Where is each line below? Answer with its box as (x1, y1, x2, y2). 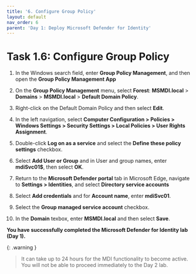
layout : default (6, 14, 46, 20)
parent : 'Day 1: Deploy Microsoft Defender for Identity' (6, 25, 151, 31)
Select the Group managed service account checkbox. (15, 204, 150, 211)
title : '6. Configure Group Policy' (6, 8, 96, 15)
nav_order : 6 (6, 19, 39, 25)
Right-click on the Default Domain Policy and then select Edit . (15, 105, 164, 112)
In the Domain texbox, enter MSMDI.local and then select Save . (15, 215, 170, 222)
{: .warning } (6, 244, 37, 251)
